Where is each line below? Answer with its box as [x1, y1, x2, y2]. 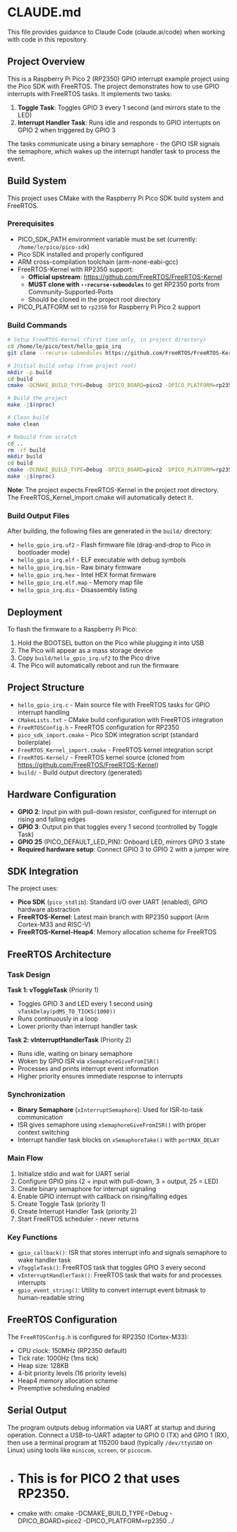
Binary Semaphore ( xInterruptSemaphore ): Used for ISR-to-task [17, 1106, 203, 1114]
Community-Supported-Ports [28, 287, 114, 296]
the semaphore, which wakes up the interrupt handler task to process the [7, 146, 221, 156]
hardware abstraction [17, 905, 80, 914]
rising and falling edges [17, 815, 86, 823]
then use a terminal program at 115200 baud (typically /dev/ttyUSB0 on [7, 1438, 213, 1446]
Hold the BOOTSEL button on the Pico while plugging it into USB [17, 639, 205, 647]
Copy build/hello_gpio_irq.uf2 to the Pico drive [17, 654, 160, 662]
